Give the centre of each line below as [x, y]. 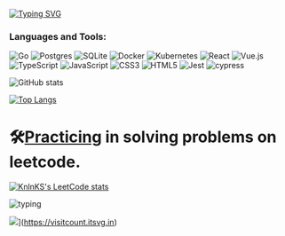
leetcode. [45, 162]
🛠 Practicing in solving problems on [143, 137]
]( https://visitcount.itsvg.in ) [67, 223]
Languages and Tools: [58, 36]
